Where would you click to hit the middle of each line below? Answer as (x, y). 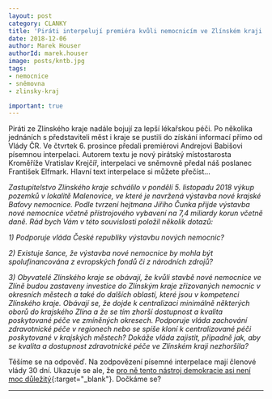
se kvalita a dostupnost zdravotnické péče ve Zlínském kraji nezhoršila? (129, 346)
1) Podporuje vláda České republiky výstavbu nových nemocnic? (117, 238)
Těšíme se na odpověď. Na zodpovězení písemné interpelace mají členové (132, 362)
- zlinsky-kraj (34, 91)
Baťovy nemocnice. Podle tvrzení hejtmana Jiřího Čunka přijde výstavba (130, 205)
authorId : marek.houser (49, 53)
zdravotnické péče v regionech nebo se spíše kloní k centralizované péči (130, 329)
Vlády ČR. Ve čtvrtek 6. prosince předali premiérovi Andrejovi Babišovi (125, 146)
